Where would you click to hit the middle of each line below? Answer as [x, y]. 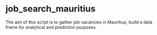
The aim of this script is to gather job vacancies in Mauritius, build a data [79, 22]
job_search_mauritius [51, 9]
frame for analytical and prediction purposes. [51, 27]
